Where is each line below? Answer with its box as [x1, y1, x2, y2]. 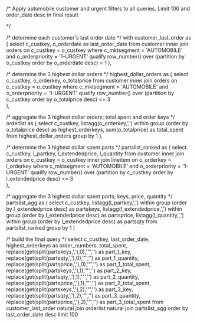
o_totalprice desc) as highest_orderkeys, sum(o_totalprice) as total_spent [6, 126, 184, 133]
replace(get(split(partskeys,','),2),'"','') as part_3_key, [6, 286, 133, 293]
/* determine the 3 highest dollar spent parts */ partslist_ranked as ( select [6, 144, 187, 151]
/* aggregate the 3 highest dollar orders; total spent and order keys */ [6, 113, 175, 120]
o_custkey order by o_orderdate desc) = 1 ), [6, 59, 112, 66]
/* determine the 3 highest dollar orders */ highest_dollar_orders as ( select [6, 71, 189, 77]
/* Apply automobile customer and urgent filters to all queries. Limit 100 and [6, 5, 191, 12]
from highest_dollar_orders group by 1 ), [6, 132, 103, 139]
